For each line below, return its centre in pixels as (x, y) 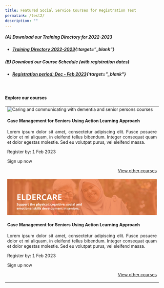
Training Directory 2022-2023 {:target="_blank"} (63, 50)
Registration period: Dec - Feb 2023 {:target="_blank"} (69, 74)
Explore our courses (26, 98)
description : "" (21, 21)
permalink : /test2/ (25, 15)
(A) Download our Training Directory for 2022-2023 (59, 37)
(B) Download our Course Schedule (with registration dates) (67, 62)
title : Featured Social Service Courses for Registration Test (71, 10)
